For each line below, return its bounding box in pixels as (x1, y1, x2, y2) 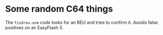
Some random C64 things (5, 3, 113, 15)
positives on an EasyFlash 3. (5, 24, 64, 30)
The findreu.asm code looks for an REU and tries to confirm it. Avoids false (5, 19, 158, 25)
